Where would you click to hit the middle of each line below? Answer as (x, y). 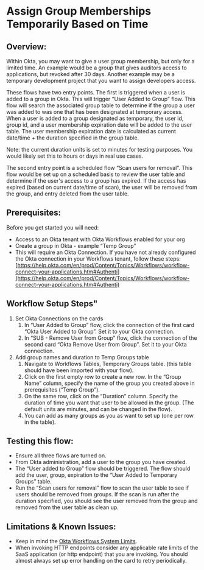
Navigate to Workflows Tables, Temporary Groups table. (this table (108, 364)
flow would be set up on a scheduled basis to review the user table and (96, 174)
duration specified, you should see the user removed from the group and (106, 501)
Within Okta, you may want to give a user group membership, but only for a (100, 61)
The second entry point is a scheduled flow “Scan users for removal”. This (100, 168)
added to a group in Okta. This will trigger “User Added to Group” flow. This (101, 99)
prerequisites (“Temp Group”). (62, 389)
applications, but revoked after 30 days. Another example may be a (90, 74)
